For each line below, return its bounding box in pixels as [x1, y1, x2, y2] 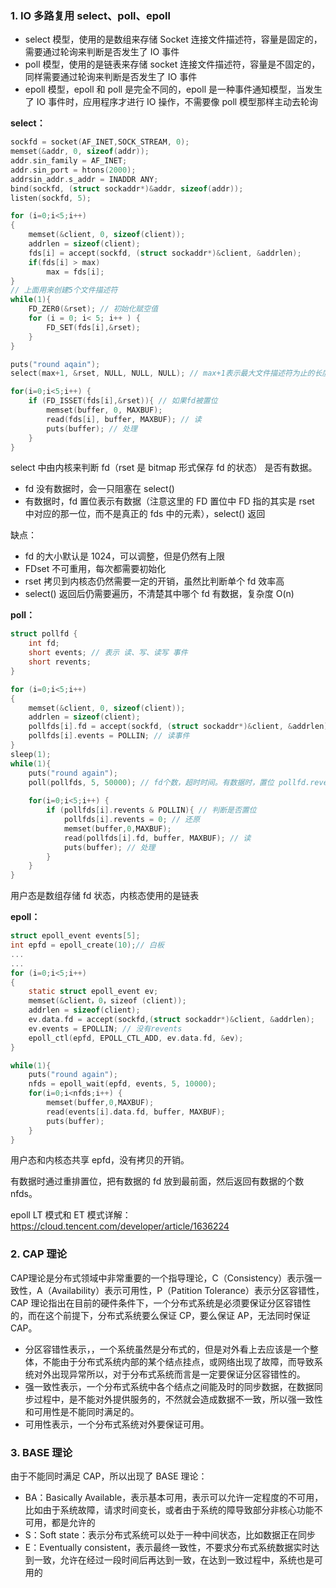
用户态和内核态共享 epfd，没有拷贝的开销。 [10, 1154, 190, 1166]
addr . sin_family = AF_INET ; [10, 156, 128, 166]
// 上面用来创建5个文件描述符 [10, 285, 118, 296]
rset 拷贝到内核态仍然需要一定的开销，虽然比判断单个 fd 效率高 [24, 575, 285, 587]
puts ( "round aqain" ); [10, 359, 101, 369]
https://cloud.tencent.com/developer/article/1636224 [10, 1220, 230, 1232]
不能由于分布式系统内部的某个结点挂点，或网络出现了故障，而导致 [42, 1355, 315, 1367]
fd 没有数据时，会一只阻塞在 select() [24, 483, 175, 495]
